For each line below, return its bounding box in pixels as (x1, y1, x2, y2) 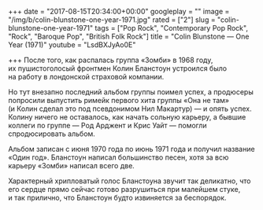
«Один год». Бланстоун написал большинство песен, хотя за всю (8, 153, 229, 162)
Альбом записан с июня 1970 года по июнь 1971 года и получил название (8, 145, 255, 153)
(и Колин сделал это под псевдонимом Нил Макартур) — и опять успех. (8, 104, 252, 113)
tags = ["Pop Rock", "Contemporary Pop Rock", (94, 24, 248, 32)
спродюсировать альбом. (8, 129, 96, 138)
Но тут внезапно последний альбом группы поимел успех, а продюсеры (8, 87, 254, 97)
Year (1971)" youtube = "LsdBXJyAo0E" (8, 40, 136, 50)
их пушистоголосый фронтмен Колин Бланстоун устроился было (8, 64, 227, 73)
